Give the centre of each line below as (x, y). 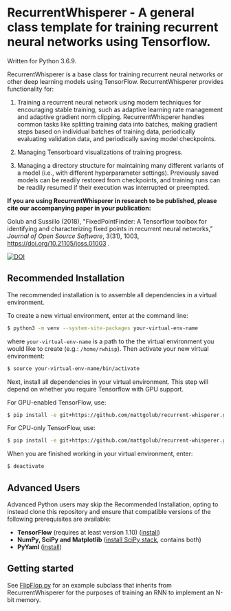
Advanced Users (44, 487)
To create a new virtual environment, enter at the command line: (98, 315)
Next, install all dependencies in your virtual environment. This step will (108, 382)
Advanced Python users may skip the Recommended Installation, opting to (113, 504)
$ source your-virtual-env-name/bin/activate (73, 368)
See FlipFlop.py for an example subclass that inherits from (89, 585)
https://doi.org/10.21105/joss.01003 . (58, 243)
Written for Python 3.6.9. (42, 61)
